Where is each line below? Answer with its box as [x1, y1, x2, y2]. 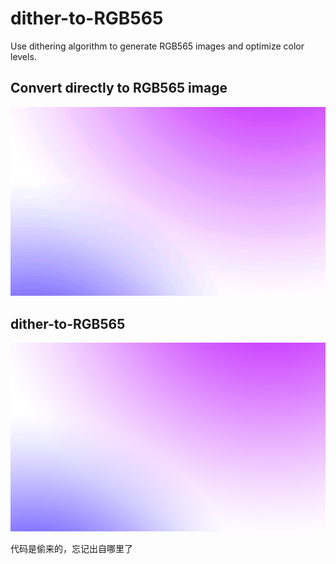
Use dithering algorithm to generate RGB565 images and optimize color [10, 40, 305, 52]
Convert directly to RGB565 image [10, 80, 228, 97]
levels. [10, 50, 37, 62]
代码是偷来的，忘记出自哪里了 [10, 543, 133, 555]
